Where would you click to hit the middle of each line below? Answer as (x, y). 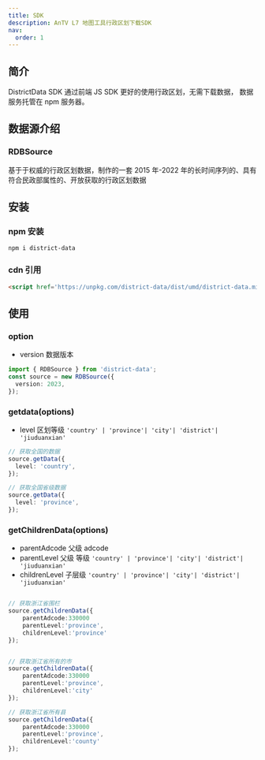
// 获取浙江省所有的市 (40, 661)
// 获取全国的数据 (34, 451)
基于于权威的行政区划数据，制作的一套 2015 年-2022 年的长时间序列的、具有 (132, 170)
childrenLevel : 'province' (65, 633)
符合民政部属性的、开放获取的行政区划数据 (77, 180)
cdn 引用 (25, 270)
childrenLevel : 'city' (58, 691)
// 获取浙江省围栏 (34, 604)
